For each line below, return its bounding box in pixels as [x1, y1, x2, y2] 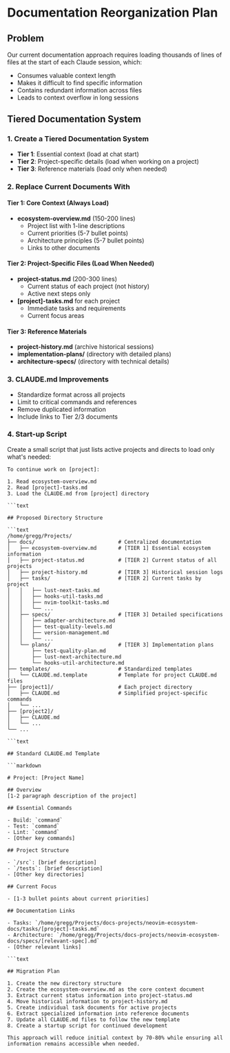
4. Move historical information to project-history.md [7, 998, 168, 1005]
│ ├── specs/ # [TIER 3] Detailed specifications [7, 611, 224, 618]
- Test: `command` [7, 822, 60, 830]
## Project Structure [7, 846, 70, 854]
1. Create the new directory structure [7, 980, 122, 987]
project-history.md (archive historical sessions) [17, 343, 154, 351]
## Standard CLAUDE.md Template [7, 750, 100, 757]
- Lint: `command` [7, 828, 60, 835]
